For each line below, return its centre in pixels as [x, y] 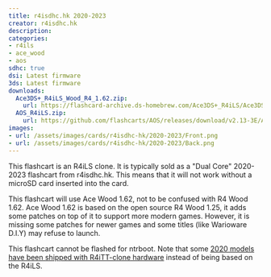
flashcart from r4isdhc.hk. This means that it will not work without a [140, 175]
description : [30, 31]
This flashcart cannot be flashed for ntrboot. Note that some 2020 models [131, 248]
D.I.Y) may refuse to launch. [54, 233]
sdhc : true [27, 68]
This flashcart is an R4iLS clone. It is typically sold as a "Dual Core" [120, 166]
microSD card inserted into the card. [69, 183]
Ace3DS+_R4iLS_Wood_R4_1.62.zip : [72, 98]
